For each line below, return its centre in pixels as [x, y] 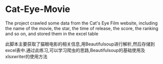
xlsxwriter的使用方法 [26, 56]
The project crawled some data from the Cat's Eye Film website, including [81, 23]
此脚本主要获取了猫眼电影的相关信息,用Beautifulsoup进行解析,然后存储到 [80, 44]
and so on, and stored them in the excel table [52, 33]
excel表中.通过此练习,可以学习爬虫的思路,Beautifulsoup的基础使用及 [75, 50]
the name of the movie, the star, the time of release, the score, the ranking [82, 28]
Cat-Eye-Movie [38, 9]
